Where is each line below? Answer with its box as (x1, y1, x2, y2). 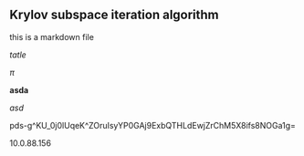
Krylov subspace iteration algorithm (9, 7, 219, 23)
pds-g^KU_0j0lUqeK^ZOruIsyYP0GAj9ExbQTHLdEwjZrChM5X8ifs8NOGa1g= (9, 120, 297, 130)
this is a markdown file (9, 31, 94, 42)
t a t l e (9, 49, 27, 60)
